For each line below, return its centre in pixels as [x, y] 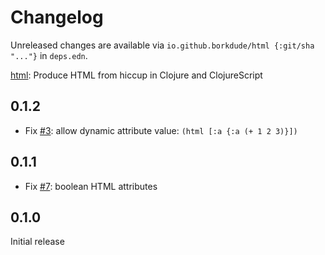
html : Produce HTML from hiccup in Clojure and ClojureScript [136, 75]
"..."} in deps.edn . [49, 55]
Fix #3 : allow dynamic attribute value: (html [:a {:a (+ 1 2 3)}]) [161, 130]
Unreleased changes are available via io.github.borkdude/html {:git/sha [162, 45]
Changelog [57, 17]
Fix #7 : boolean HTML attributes [91, 186]
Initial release [37, 242]
